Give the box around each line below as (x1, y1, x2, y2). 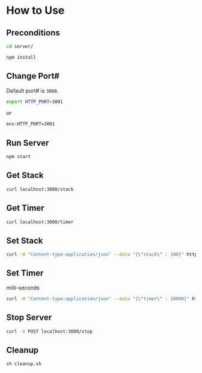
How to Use (6, 4, 65, 17)
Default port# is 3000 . (6, 87, 59, 94)
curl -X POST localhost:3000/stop (6, 328, 93, 334)
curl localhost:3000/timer (6, 219, 74, 225)
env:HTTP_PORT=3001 (6, 121, 55, 127)
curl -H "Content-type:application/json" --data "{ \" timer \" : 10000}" (6, 295, 189, 301)
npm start (6, 154, 31, 160)
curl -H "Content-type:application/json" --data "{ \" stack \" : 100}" (6, 251, 185, 257)
